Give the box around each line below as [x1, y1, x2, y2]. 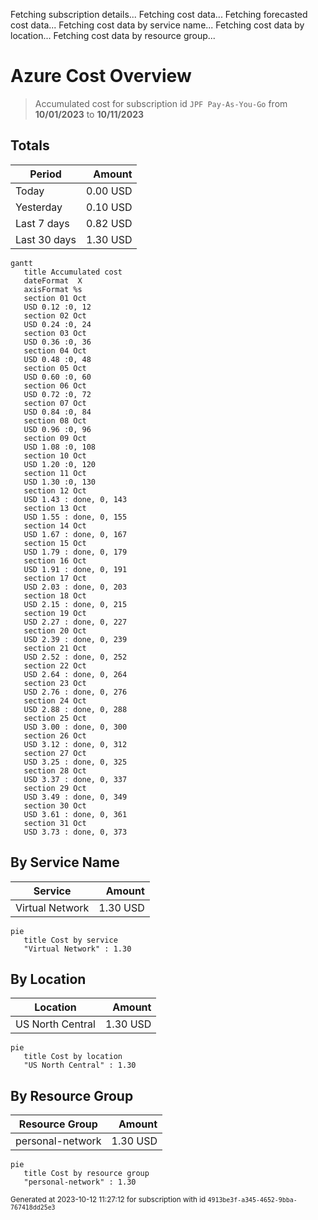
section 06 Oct [23, 380, 87, 391]
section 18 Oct [23, 590, 87, 601]
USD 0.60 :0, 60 [23, 372, 92, 382]
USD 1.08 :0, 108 [23, 442, 97, 452]
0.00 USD [86, 184, 133, 198]
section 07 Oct [23, 398, 87, 408]
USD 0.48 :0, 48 [23, 354, 92, 364]
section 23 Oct [23, 678, 87, 688]
